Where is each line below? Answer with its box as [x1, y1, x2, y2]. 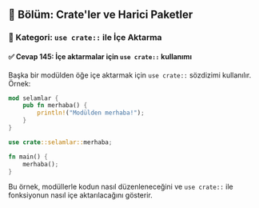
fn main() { [8, 153, 48, 161]
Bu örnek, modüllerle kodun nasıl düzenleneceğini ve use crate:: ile [8, 182, 233, 192]
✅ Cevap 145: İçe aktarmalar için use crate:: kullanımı [8, 51, 192, 61]
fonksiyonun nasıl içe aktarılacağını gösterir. [8, 190, 153, 200]
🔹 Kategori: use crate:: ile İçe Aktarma [8, 32, 162, 43]
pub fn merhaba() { [22, 102, 88, 110]
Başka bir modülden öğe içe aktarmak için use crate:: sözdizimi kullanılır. [8, 70, 252, 80]
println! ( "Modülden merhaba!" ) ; [37, 109, 145, 117]
